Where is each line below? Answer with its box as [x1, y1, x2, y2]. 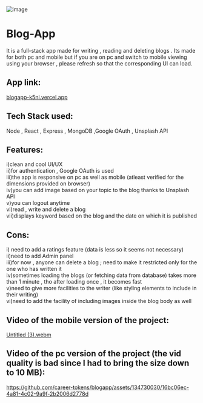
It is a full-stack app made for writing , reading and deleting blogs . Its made [6, 47, 196, 54]
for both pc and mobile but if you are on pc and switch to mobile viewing [6, 53, 187, 61]
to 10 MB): [6, 367, 45, 378]
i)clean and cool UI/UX [6, 161, 63, 168]
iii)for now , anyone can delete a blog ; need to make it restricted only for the [6, 259, 198, 266]
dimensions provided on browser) [6, 180, 91, 187]
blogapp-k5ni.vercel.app [6, 93, 68, 101]
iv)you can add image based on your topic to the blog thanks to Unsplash [6, 187, 190, 194]
